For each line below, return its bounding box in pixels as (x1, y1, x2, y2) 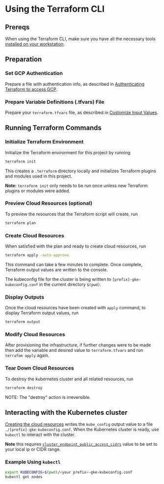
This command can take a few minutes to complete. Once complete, (5, 261, 143, 267)
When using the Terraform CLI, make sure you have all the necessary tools (5, 36, 156, 42)
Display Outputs (5, 294, 45, 300)
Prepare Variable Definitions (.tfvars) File (5, 98, 104, 105)
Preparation (5, 55, 42, 64)
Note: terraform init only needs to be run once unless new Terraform (5, 183, 148, 188)
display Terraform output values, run (5, 310, 79, 316)
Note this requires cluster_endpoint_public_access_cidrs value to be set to (5, 441, 158, 447)
